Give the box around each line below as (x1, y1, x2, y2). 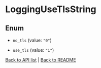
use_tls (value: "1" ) (12, 47, 54, 53)
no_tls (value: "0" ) (12, 37, 52, 43)
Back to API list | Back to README (5, 57, 76, 63)
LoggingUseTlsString (5, 4, 96, 15)
